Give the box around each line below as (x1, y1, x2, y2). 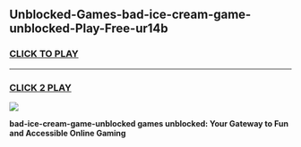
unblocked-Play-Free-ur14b (9, 21, 168, 37)
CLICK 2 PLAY (9, 81, 72, 94)
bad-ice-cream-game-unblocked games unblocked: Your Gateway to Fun (9, 118, 289, 128)
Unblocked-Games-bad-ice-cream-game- (9, 7, 252, 22)
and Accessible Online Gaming (9, 127, 126, 138)
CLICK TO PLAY (9, 48, 79, 61)
